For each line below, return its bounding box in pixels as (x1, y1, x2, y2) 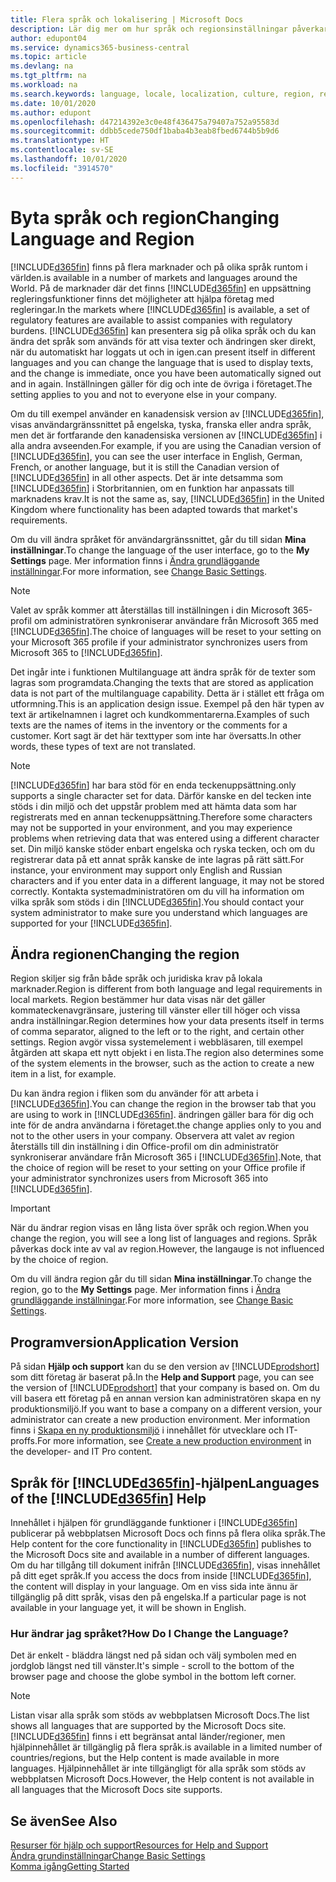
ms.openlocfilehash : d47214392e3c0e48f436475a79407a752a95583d (10, 117, 280, 127)
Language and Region (10, 227, 195, 250)
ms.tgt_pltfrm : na (10, 71, 87, 81)
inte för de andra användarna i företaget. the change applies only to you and (10, 1119, 322, 1131)
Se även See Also (10, 1812, 118, 1830)
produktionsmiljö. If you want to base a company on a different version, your (10, 1403, 323, 1415)
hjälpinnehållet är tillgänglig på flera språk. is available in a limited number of (10, 1741, 323, 1753)
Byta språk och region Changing (10, 206, 280, 229)
